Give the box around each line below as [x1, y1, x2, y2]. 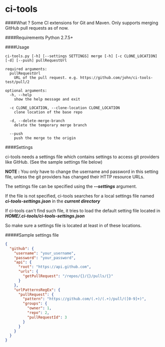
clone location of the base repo [14, 109, 83, 114]
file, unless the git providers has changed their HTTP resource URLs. [5, 173, 144, 179]
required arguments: [5, 67, 48, 71]
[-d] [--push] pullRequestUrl [5, 58, 67, 63]
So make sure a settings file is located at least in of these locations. [5, 222, 142, 228]
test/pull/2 [5, 79, 30, 84]
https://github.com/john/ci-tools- [80, 75, 153, 80]
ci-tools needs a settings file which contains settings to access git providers [5, 154, 160, 160]
